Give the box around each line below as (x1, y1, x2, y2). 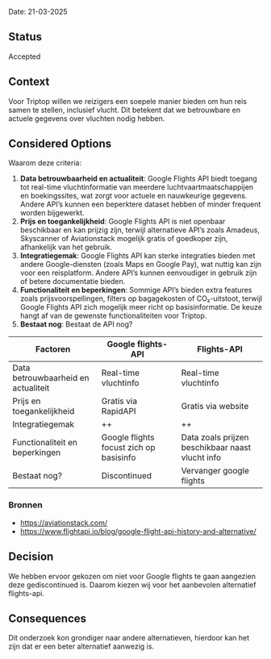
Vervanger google (181, 465, 250, 477)
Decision (8, 550, 54, 564)
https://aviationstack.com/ (19, 518, 108, 528)
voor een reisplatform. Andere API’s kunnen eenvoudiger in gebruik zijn (19, 268, 257, 277)
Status (8, 30, 43, 44)
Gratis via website (181, 401, 249, 412)
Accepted (8, 52, 41, 61)
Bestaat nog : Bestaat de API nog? (19, 319, 133, 329)
